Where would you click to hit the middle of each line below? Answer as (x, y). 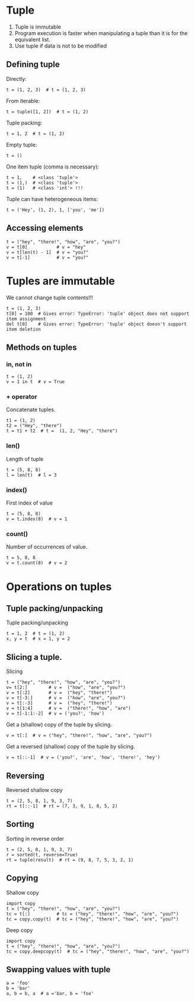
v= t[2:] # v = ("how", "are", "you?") (66, 688)
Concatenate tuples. (31, 410)
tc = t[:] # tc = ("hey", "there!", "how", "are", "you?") (92, 914)
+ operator (22, 397)
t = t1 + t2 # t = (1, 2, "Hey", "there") (62, 431)
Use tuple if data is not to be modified (61, 46)
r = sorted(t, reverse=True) (42, 854)
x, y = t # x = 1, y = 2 (38, 639)
